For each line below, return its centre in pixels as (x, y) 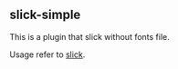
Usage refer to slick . (47, 54)
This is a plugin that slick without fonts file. (90, 36)
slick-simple (45, 15)
